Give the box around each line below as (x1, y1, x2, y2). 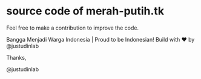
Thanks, (6, 54, 27, 61)
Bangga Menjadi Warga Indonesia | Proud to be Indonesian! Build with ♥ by (6, 36, 195, 43)
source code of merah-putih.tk (6, 4, 165, 18)
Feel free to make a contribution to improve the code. (6, 24, 139, 31)
